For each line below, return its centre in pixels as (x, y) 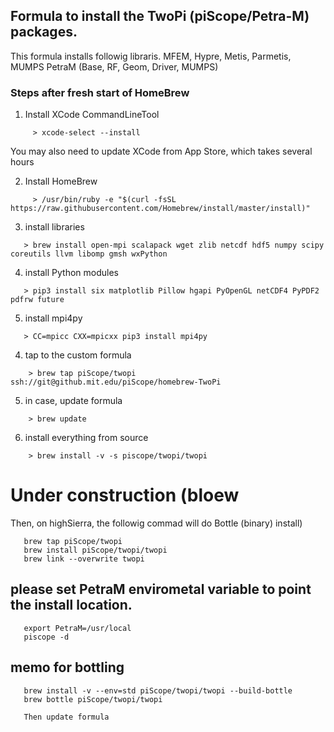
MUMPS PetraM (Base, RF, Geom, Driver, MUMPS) (114, 66)
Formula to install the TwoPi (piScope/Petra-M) (160, 16)
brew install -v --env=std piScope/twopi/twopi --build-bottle (158, 690)
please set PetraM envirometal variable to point (161, 589)
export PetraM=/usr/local (77, 628)
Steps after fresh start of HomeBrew (100, 92)
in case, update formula (73, 401)
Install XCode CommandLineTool (92, 115)
